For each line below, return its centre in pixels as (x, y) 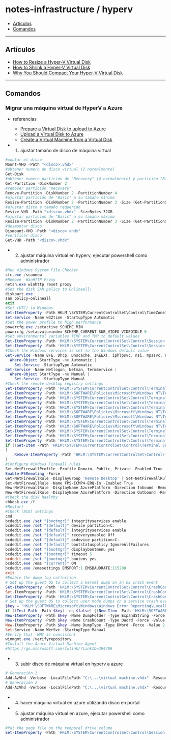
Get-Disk (15, 174)
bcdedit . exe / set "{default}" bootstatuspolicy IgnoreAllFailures (77, 545)
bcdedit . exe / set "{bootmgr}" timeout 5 (49, 554)
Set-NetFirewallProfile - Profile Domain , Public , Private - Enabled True (84, 469)
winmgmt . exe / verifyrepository (38, 639)
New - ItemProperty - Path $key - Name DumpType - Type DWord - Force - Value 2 (85, 625)
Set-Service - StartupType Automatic (53, 365)
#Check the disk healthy (32, 497)
